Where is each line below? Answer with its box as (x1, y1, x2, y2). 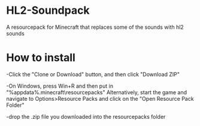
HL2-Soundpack (6, 4, 90, 17)
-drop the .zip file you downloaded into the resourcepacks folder (6, 113, 166, 120)
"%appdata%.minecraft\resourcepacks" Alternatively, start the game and (6, 88, 187, 96)
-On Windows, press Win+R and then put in (6, 82, 114, 89)
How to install (6, 51, 76, 65)
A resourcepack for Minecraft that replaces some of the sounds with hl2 (6, 23, 184, 31)
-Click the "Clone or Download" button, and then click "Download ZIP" (6, 70, 180, 78)
